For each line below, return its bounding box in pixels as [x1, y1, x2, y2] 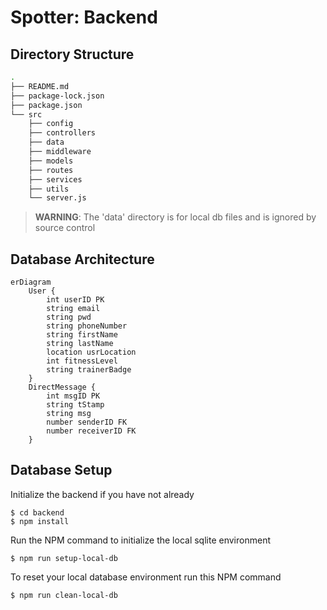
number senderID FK [46, 417, 128, 428]
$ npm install [10, 516, 70, 526]
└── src [10, 109, 43, 120]
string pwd [46, 312, 92, 323]
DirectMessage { [28, 382, 97, 393]
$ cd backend [10, 507, 65, 518]
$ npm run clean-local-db [10, 590, 118, 600]
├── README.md [10, 81, 70, 91]
